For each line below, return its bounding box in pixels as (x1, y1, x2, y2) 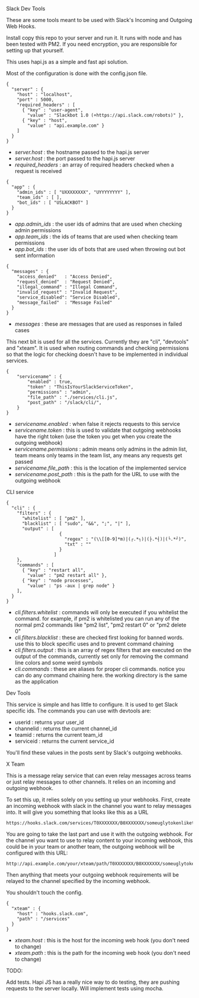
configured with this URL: (6, 849, 68, 856)
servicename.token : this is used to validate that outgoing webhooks (14, 426, 182, 434)
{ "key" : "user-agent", (21, 107, 84, 113)
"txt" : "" (64, 541, 92, 547)
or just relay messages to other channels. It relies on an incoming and (6, 778, 176, 785)
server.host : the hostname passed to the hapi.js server (14, 149, 150, 156)
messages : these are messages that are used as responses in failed (14, 320, 182, 328)
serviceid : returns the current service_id (14, 737, 114, 745)
